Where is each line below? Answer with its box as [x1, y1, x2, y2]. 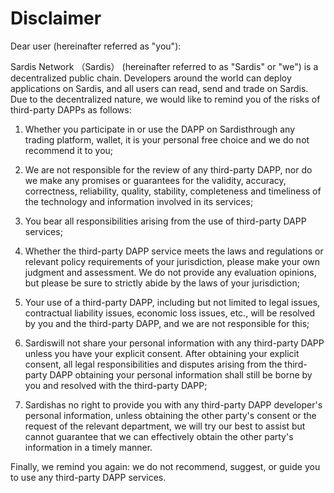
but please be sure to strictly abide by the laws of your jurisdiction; [24, 277, 300, 289]
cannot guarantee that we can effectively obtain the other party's [24, 430, 294, 442]
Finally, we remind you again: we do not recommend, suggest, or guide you [10, 460, 321, 472]
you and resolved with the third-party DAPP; [24, 379, 208, 391]
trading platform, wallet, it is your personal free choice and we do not [24, 133, 310, 146]
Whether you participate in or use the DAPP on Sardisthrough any [24, 123, 296, 135]
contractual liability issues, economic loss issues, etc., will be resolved [24, 307, 316, 319]
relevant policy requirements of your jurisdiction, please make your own [24, 255, 321, 267]
